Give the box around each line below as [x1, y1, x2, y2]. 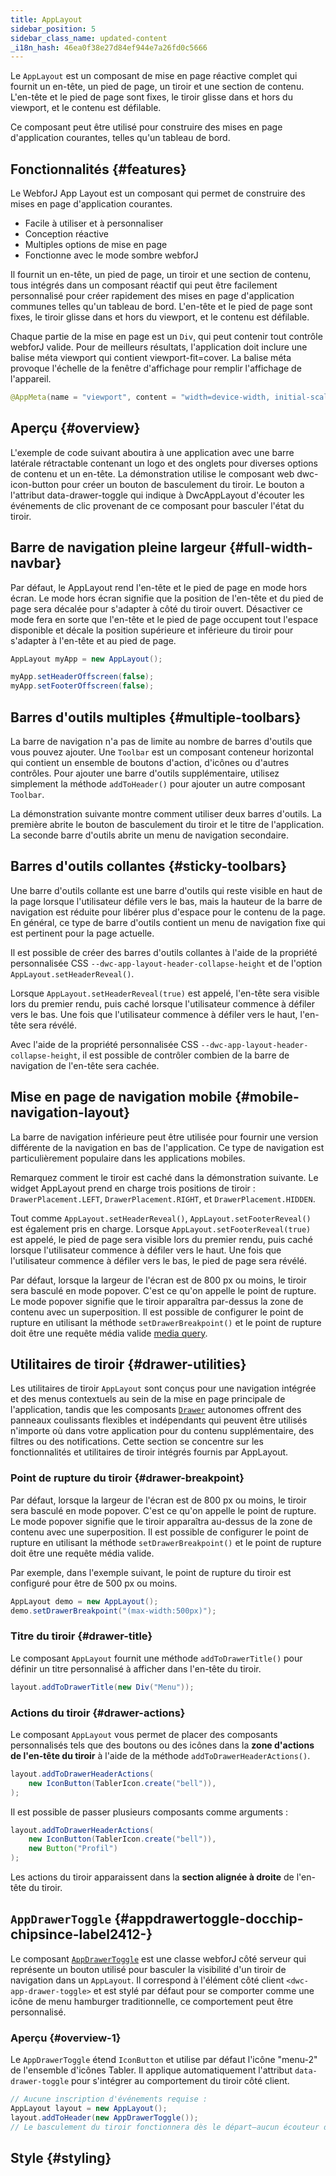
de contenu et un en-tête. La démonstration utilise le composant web [10, 467, 295, 480]
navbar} [10, 555, 62, 572]
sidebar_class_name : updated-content [10, 33, 168, 43]
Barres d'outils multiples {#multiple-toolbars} [10, 709, 302, 726]
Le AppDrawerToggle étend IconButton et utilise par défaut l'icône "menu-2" [10, 2054, 318, 2066]
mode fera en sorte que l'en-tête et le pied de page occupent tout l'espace [10, 613, 319, 625]
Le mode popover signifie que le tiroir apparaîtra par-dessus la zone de [10, 1295, 304, 1307]
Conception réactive [24, 228, 109, 240]
